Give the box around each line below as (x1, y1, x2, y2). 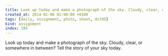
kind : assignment (5, 21, 41, 26)
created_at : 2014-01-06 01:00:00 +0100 (5, 12, 88, 17)
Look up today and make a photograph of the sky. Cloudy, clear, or (5, 39, 143, 45)
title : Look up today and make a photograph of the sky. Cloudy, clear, (5, 7, 160, 12)
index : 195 (5, 26, 28, 31)
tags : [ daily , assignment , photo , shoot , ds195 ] (5, 16, 108, 21)
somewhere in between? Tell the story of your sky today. (5, 45, 122, 51)
